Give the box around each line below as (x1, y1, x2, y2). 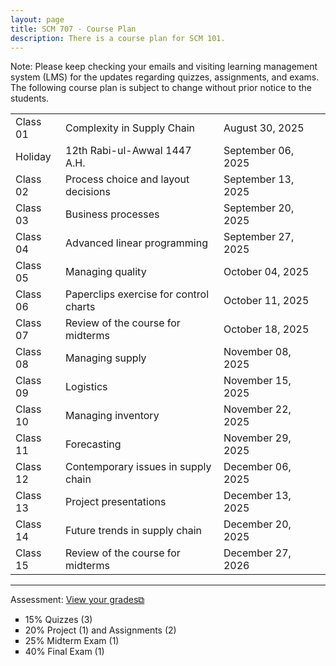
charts (65, 300, 96, 314)
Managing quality (65, 265, 147, 279)
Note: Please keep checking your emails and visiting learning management (10, 61, 318, 73)
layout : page (10, 14, 65, 25)
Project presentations (65, 495, 167, 509)
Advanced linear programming (65, 236, 208, 250)
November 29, (223, 431, 292, 445)
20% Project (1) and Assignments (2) (24, 624, 177, 636)
